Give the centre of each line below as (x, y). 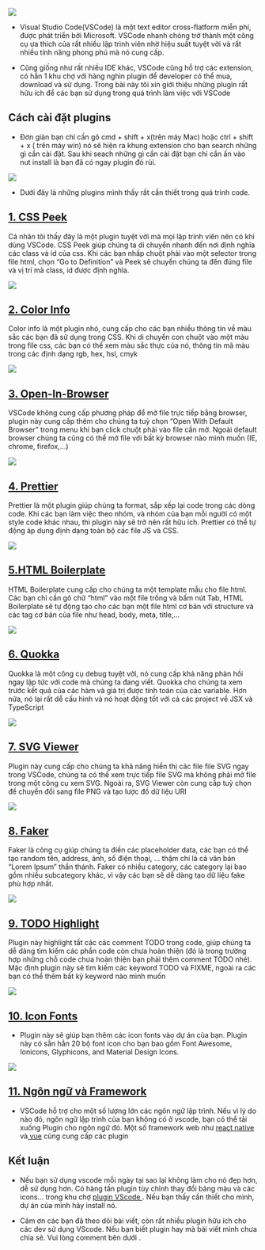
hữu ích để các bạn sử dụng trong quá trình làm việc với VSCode (125, 93)
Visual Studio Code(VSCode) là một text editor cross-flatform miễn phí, (135, 27)
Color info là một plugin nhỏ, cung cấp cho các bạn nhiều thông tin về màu (130, 329)
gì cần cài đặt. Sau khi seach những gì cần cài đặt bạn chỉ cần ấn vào (132, 154)
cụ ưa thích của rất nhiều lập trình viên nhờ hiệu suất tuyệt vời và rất (130, 44)
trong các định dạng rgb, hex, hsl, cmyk (73, 354)
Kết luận (29, 1161)
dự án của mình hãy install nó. (68, 1205)
